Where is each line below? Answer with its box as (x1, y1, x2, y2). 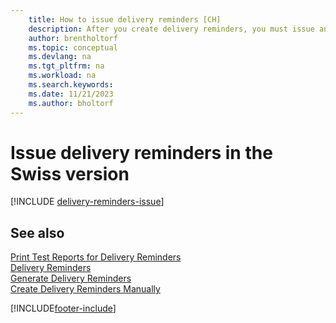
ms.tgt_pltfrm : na (28, 61, 105, 71)
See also (10, 224, 65, 241)
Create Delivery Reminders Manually (10, 283, 161, 295)
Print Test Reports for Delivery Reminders (10, 251, 182, 263)
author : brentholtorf (28, 33, 118, 43)
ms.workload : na (28, 71, 97, 81)
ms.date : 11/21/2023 (28, 89, 114, 99)
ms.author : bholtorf (28, 98, 114, 108)
